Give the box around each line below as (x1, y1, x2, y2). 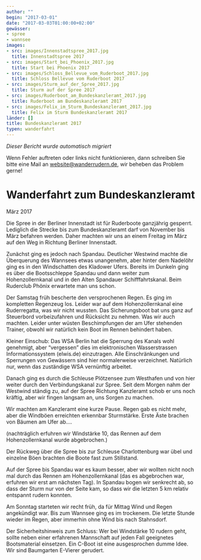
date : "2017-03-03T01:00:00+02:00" (6, 20, 95, 26)
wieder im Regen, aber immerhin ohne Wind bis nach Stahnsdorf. (6, 516, 167, 523)
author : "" (6, 8, 34, 15)
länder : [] (6, 115, 34, 121)
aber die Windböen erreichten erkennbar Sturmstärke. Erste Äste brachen (6, 412, 189, 419)
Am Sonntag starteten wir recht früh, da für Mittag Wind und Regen (6, 503, 173, 510)
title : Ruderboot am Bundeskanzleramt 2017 (11, 98, 122, 104)
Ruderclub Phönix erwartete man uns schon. (6, 282, 116, 289)
